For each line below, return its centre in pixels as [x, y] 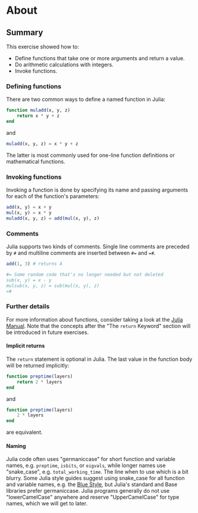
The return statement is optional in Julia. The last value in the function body [99, 359]
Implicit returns [26, 346]
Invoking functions [34, 177]
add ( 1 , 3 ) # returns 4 [34, 264]
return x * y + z [38, 116]
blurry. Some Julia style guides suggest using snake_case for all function [96, 478]
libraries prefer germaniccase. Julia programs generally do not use [88, 491]
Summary [25, 33]
